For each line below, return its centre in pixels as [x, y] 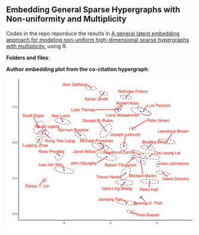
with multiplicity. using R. [37, 46]
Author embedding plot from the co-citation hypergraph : [78, 69]
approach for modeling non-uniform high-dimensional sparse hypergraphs [98, 40]
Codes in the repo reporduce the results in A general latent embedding [93, 33]
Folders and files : [28, 57]
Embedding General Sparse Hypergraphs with [93, 10]
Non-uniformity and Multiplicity [66, 19]
